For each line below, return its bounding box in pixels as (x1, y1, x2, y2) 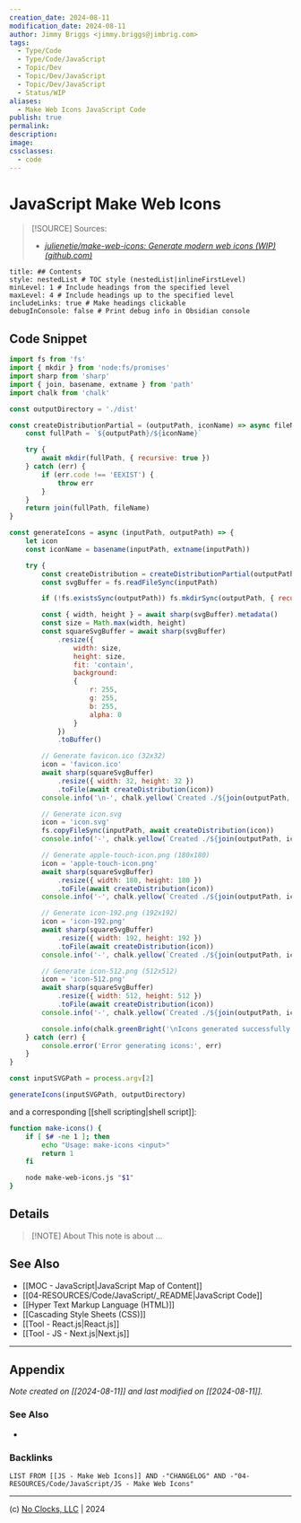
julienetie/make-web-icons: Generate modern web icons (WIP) (44, 241, 276, 251)
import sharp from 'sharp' (9, 372, 110, 381)
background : (73, 669, 118, 678)
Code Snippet (9, 331, 88, 346)
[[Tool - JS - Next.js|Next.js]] (21, 1327, 130, 1338)
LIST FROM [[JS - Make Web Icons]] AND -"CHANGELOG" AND (9, 1472, 227, 1481)
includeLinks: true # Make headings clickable (9, 299, 186, 308)
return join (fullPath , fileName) (25, 503, 150, 512)
